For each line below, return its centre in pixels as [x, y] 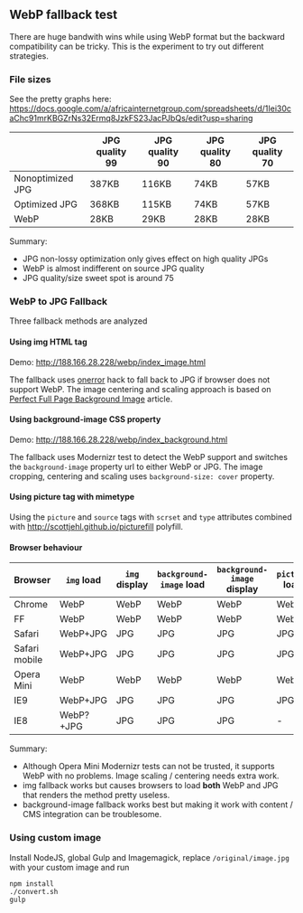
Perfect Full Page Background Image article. [91, 399]
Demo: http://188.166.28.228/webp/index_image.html [107, 362]
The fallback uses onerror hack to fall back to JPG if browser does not [140, 380]
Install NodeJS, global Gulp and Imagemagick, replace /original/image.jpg [150, 857]
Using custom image [55, 838]
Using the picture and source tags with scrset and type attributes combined [151, 517]
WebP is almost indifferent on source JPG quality [113, 268]
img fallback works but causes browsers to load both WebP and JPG [150, 786]
